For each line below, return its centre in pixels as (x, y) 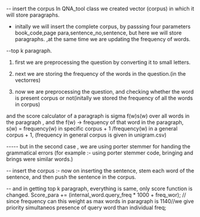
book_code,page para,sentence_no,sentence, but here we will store (98, 33)
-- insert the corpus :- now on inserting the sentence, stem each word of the (100, 170)
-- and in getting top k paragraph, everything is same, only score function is (99, 188)
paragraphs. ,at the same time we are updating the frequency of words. (103, 39)
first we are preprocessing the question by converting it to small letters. (103, 62)
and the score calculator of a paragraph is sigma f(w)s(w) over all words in (98, 116)
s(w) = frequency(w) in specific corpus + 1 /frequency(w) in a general (92, 128)
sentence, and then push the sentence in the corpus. (71, 177)
